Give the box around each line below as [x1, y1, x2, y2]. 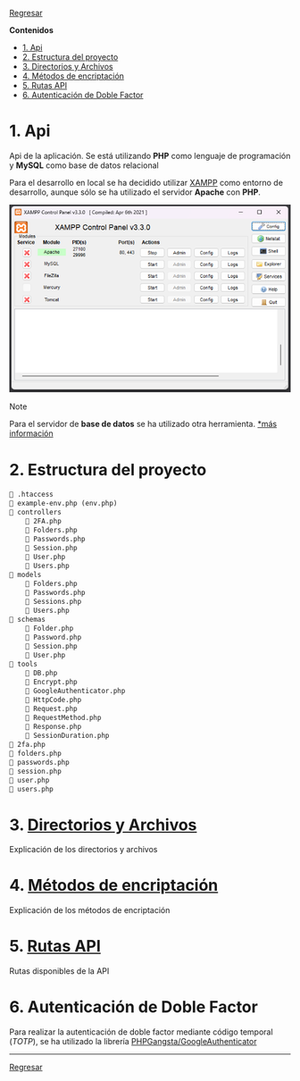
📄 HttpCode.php [25, 696, 82, 705]
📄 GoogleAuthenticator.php [25, 687, 126, 696]
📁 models [9, 571, 42, 580]
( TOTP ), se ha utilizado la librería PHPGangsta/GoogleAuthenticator [9, 1036, 257, 1047]
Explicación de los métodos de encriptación [9, 905, 171, 916]
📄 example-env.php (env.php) [9, 499, 118, 508]
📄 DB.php [25, 669, 58, 678]
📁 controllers [9, 508, 62, 517]
